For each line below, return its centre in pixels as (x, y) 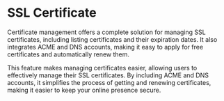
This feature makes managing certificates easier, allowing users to (102, 68)
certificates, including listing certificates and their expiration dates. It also (112, 39)
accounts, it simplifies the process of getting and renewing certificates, (109, 82)
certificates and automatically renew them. (69, 54)
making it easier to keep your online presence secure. (84, 90)
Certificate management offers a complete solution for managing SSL (107, 32)
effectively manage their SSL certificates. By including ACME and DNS (108, 75)
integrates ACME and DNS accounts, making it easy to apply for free (105, 47)
